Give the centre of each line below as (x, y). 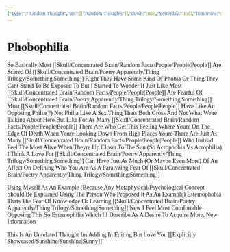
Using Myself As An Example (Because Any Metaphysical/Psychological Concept (106, 187)
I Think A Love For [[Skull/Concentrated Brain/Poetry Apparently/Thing (94, 154)
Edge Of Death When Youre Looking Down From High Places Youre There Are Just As (112, 133)
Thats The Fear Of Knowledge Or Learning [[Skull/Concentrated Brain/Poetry (101, 201)
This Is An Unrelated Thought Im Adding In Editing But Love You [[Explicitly (102, 235)
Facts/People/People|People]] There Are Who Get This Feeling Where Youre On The (108, 126)
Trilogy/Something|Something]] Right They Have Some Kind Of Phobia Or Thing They (113, 78)
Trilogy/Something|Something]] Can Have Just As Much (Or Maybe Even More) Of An (112, 161)
